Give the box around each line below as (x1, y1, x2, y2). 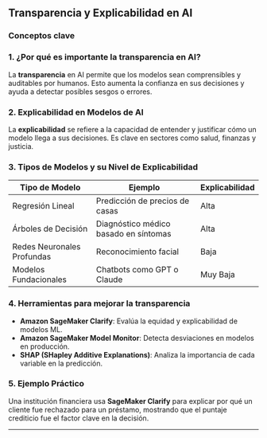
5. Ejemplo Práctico (8, 378, 85, 389)
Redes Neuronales (12, 241, 81, 252)
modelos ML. (19, 324, 63, 334)
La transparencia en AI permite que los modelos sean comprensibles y (8, 69, 241, 79)
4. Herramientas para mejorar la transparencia (8, 298, 191, 309)
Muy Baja (199, 269, 236, 280)
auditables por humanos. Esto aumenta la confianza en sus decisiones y (8, 78, 245, 88)
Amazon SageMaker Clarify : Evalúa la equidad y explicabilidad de (19, 316, 238, 326)
